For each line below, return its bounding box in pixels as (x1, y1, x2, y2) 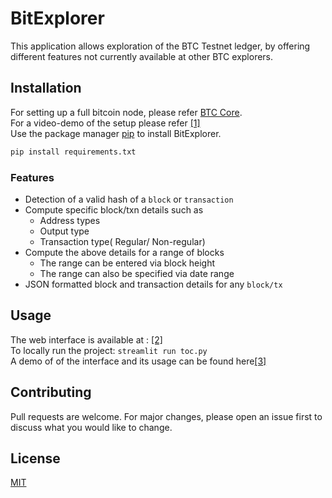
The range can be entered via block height (39, 257, 216, 269)
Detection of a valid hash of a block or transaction (24, 193, 234, 205)
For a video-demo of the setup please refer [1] (10, 117, 201, 129)
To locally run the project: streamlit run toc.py (10, 344, 208, 356)
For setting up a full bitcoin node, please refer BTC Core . (10, 106, 243, 118)
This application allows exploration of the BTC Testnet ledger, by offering (10, 40, 311, 52)
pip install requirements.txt (10, 147, 137, 157)
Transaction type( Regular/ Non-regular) (39, 235, 206, 247)
